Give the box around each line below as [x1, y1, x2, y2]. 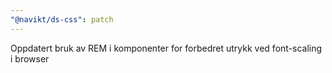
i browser [10, 52, 50, 65]
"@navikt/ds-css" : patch [10, 14, 114, 25]
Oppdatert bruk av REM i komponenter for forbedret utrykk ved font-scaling [10, 42, 323, 54]
